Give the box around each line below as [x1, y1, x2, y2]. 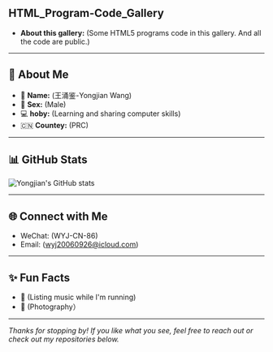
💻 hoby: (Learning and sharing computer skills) [19, 109, 181, 118]
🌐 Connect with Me [8, 209, 108, 223]
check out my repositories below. [8, 334, 119, 344]
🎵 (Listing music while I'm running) [19, 292, 136, 303]
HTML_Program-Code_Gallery [8, 6, 164, 20]
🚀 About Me [8, 68, 69, 82]
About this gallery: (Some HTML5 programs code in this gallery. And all [19, 28, 262, 37]
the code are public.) [19, 36, 91, 46]
